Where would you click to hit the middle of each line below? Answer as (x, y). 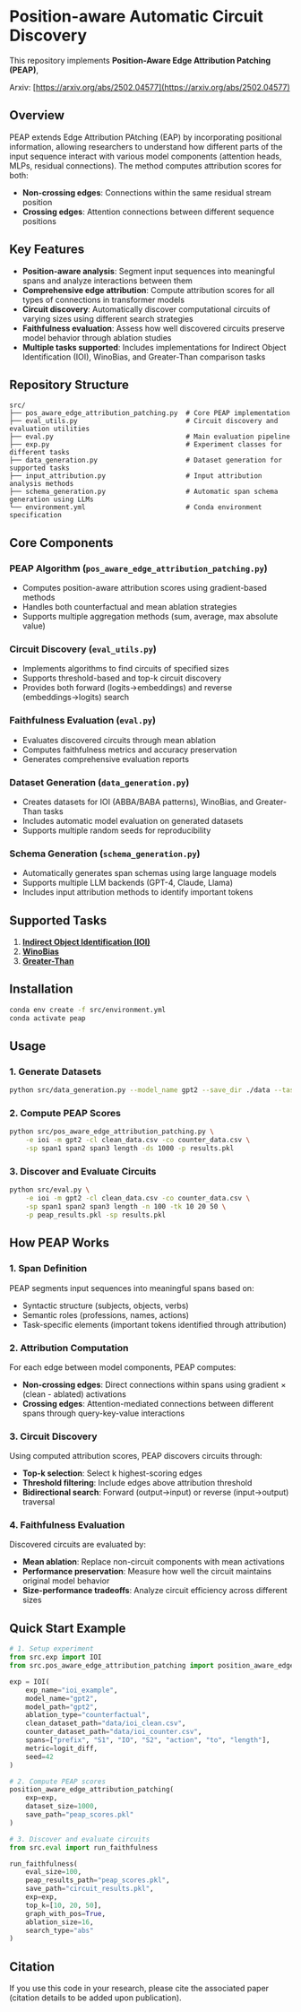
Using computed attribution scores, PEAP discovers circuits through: (136, 1456)
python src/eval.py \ (50, 1190)
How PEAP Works (60, 1243)
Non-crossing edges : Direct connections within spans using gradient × (154, 1384)
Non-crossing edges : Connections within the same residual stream (146, 192)
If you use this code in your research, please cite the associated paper (139, 1989)
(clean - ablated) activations (74, 1394)
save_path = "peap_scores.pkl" (80, 1815)
